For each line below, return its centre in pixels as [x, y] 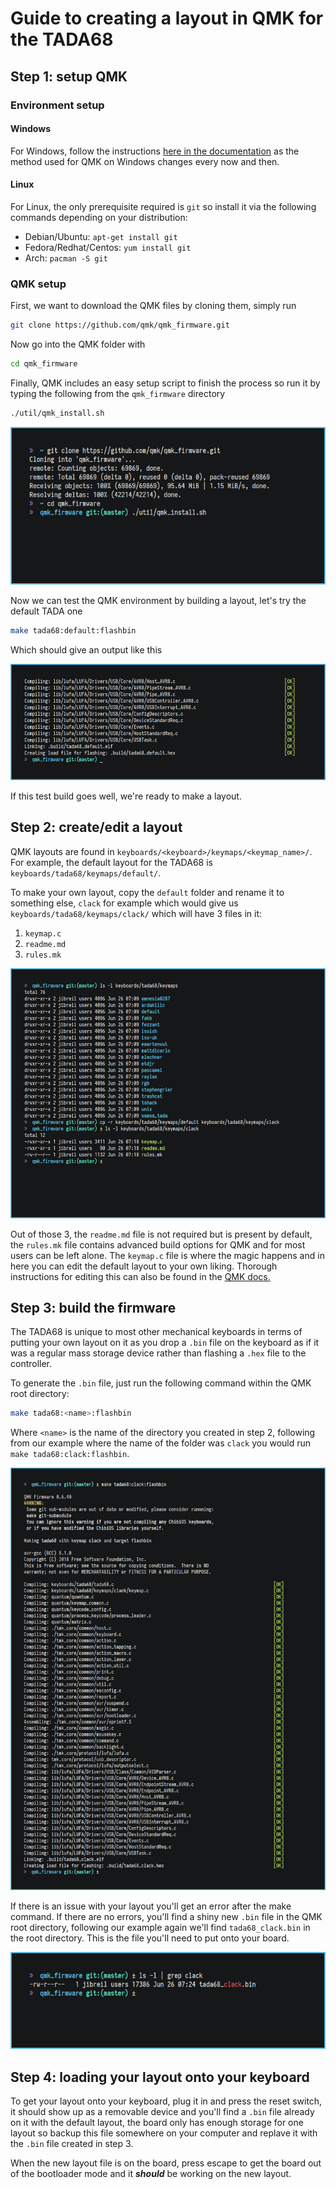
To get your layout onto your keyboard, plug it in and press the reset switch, [166, 2101]
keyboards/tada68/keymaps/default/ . [86, 873]
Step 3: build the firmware [93, 1307]
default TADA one [46, 611]
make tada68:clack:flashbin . [70, 1454]
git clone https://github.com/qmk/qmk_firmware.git [120, 325]
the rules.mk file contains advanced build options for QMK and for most [158, 1244]
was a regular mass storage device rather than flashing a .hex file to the [158, 1353]
